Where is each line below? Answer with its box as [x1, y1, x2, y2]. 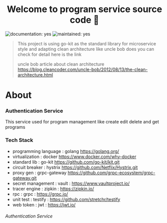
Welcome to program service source [7, 4, 162, 15]
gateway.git [12, 175, 37, 181]
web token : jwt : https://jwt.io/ [12, 201, 76, 207]
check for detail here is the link [17, 51, 82, 57]
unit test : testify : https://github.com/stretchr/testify [12, 196, 121, 202]
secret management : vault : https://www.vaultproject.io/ [12, 180, 130, 186]
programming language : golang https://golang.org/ [12, 148, 119, 154]
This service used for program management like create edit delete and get [5, 119, 159, 125]
